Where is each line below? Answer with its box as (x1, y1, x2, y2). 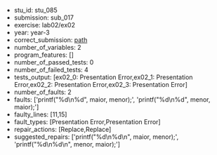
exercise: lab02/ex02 (13, 21, 76, 29)
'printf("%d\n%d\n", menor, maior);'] (13, 140, 121, 148)
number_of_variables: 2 (13, 43, 81, 51)
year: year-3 (13, 28, 51, 36)
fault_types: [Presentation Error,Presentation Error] (13, 118, 161, 126)
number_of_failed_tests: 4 (13, 66, 89, 74)
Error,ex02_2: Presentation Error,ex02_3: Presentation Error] (13, 81, 188, 88)
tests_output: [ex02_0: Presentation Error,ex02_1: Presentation (13, 73, 193, 81)
